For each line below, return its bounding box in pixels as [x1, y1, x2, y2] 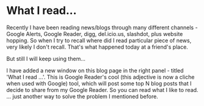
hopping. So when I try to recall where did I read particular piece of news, [6, 37, 192, 44]
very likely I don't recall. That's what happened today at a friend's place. [6, 43, 188, 51]
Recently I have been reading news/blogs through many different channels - [6, 24, 198, 31]
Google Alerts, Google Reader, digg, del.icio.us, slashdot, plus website [6, 30, 183, 37]
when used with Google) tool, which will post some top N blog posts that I [6, 80, 192, 87]
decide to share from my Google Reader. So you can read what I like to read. [6, 86, 199, 93]
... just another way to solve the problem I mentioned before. [6, 93, 159, 100]
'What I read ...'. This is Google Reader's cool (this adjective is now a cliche [6, 73, 195, 80]
